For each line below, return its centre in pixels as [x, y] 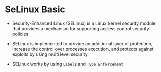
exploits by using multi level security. [50, 54]
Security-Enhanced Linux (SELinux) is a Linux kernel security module [84, 23]
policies [20, 34]
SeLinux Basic [35, 9]
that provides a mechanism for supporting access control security [80, 28]
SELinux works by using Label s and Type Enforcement [68, 64]
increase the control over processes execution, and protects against [83, 49]
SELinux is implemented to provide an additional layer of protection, [82, 43]
